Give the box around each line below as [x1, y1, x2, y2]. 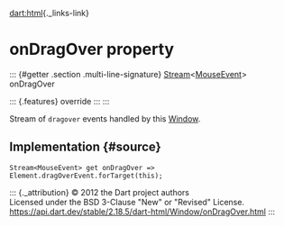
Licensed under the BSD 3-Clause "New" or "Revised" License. [9, 196, 245, 207]
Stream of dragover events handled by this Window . [9, 113, 201, 124]
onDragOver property [9, 40, 174, 59]
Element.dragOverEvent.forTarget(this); [9, 171, 164, 180]
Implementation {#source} [9, 140, 162, 155]
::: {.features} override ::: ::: [9, 95, 110, 106]
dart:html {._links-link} [9, 8, 90, 18]
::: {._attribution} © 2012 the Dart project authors [9, 186, 189, 197]
